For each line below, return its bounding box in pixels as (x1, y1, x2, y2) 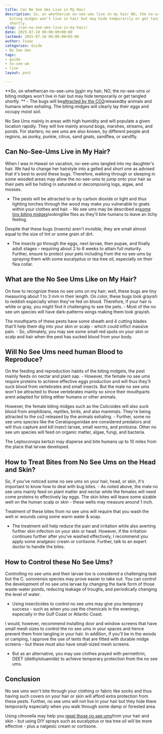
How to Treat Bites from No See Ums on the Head (5, 458, 156, 466)
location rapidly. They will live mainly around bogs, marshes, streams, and (5, 123, 153, 129)
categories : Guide (5, 43, 42, 48)
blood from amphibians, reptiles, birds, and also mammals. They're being (5, 409, 151, 415)
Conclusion (5, 675, 41, 683)
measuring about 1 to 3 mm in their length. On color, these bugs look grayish (5, 293, 158, 299)
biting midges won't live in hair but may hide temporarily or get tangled (5, 93, 147, 99)
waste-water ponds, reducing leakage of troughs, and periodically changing (5, 586, 157, 592)
